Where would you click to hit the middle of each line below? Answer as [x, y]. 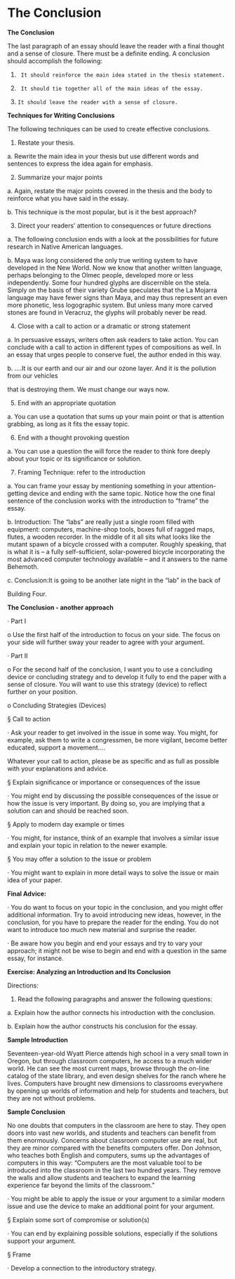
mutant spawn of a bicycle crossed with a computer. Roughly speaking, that [117, 544]
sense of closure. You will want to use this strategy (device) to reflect [107, 684]
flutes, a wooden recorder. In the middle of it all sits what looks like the [109, 537]
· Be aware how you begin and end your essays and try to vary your [105, 943]
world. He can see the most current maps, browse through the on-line [108, 1068]
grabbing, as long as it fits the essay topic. [68, 424]
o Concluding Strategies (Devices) [57, 705]
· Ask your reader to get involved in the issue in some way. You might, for [113, 733]
